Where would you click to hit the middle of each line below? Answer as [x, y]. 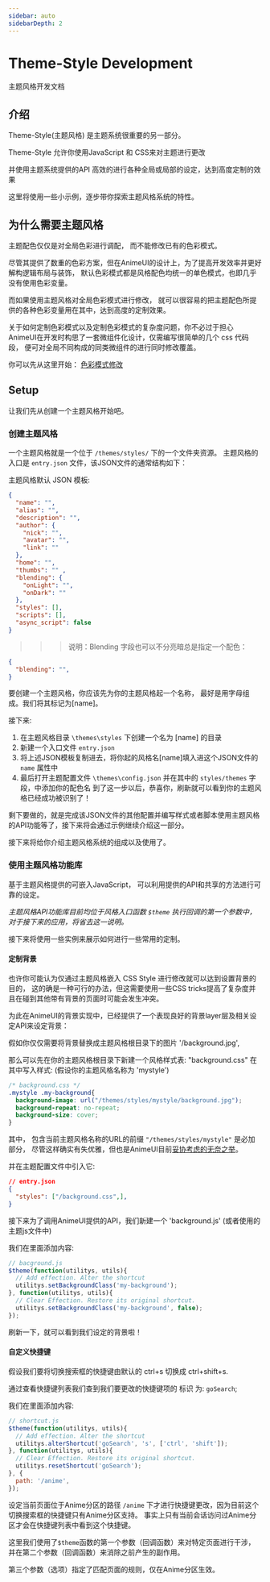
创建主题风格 [33, 434]
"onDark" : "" [45, 593]
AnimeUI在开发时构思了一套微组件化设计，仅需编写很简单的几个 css [121, 337]
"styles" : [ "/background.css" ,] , [72, 1197]
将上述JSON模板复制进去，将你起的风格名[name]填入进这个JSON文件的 [139, 758]
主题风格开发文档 [37, 86]
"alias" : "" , [37, 510]
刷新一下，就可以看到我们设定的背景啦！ [75, 1332]
